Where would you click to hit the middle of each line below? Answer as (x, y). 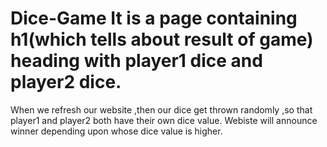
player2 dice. (66, 82)
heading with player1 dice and (136, 61)
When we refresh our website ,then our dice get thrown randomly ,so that (161, 109)
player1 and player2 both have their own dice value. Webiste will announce (164, 120)
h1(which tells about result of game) (162, 39)
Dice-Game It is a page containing (154, 18)
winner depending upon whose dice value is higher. (116, 131)
